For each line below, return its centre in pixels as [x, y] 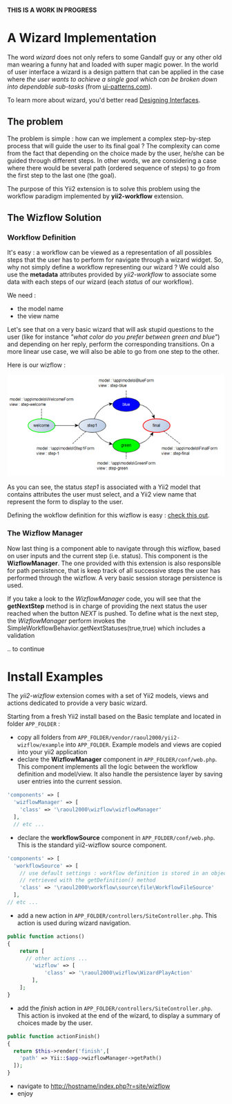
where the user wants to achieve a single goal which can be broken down [112, 79]
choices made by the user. [55, 1023]
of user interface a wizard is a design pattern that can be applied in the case [116, 71]
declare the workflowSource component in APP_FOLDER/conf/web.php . [116, 837]
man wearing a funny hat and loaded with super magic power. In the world [113, 64]
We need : [22, 295]
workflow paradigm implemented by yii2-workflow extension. [96, 196]
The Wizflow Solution [55, 218]
